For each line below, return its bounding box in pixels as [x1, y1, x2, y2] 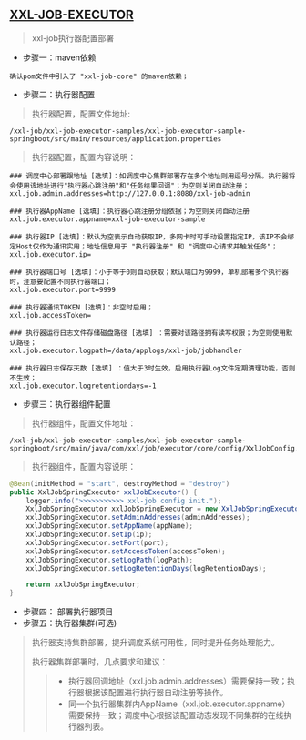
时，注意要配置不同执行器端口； [9, 277, 112, 286]
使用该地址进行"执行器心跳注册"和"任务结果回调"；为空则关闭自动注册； [15, 181, 250, 190]
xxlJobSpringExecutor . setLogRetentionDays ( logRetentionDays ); [25, 563, 267, 573]
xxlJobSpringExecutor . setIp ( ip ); [25, 530, 153, 540]
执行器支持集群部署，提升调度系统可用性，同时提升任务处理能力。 [31, 637, 280, 648]
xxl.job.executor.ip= [9, 249, 92, 258]
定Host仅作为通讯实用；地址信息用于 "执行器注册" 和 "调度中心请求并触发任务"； [9, 241, 279, 251]
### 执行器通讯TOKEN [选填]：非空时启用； [9, 302, 154, 312]
